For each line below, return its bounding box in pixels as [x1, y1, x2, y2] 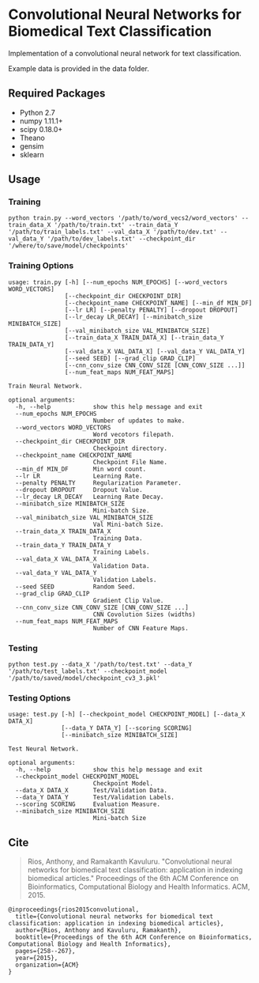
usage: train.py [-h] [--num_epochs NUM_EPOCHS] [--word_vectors [8, 278, 227, 286]
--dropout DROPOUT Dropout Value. [15, 486, 144, 493]
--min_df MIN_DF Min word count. [15, 465, 147, 473]
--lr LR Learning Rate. [15, 472, 144, 480]
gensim [19, 141, 44, 151]
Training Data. [92, 534, 144, 543]
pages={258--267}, [15, 947, 77, 955]
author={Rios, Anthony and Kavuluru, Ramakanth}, [15, 927, 182, 935]
